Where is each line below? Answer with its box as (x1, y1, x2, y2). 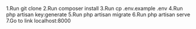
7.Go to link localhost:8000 (6, 17, 71, 24)
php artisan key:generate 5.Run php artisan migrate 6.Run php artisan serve (6, 11, 191, 18)
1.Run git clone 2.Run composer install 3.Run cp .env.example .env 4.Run (6, 5, 183, 12)
